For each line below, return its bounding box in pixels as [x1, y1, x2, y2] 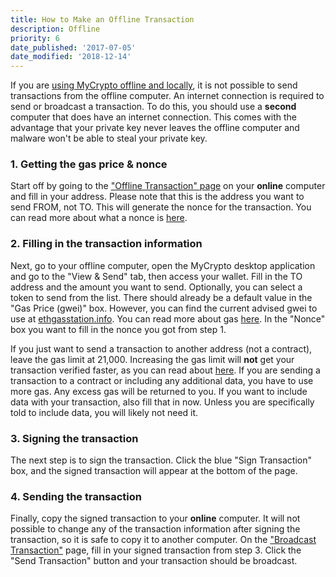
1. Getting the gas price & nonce [10, 157, 168, 171]
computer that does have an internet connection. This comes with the [10, 111, 297, 123]
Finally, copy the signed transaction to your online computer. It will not [10, 512, 301, 525]
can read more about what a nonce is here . [10, 212, 188, 224]
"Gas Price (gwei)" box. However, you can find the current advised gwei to [10, 302, 318, 314]
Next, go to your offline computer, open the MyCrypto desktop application [10, 259, 316, 271]
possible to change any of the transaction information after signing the [10, 523, 301, 535]
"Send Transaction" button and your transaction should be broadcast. [10, 555, 298, 567]
